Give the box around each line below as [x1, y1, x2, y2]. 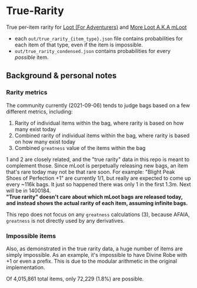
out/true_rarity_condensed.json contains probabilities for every [14, 47, 171, 54]
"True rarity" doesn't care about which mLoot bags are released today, [6, 193, 183, 200]
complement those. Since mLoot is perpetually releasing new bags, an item [6, 162, 188, 169]
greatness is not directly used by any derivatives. [6, 217, 125, 224]
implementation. [6, 263, 45, 271]
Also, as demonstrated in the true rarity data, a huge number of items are [6, 245, 183, 252]
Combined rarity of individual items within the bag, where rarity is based [14, 132, 190, 139]
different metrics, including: [6, 108, 73, 115]
